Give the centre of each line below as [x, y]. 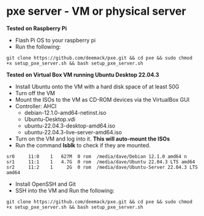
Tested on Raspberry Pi [37, 28]
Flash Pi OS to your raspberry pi [55, 40]
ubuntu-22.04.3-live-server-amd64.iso [73, 132]
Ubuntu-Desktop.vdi [50, 119]
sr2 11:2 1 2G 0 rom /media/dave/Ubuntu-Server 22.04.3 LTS [102, 167]
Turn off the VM [35, 93]
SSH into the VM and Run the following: [65, 190]
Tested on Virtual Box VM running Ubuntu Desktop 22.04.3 [83, 74]
